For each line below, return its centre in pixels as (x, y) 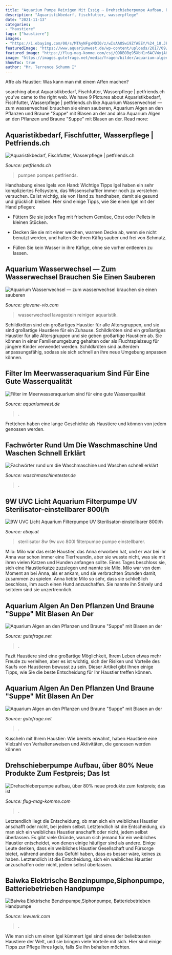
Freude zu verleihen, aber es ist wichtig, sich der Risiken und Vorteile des (83, 661)
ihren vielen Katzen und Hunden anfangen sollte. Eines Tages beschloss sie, (86, 563)
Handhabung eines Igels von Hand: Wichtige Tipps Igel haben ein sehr (80, 185)
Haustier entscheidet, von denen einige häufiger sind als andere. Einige (81, 843)
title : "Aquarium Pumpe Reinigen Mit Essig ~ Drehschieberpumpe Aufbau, (84, 10)
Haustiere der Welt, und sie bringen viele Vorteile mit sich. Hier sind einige (84, 942)
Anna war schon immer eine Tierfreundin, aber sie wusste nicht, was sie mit (85, 557)
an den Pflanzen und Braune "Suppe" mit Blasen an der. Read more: (77, 119)
